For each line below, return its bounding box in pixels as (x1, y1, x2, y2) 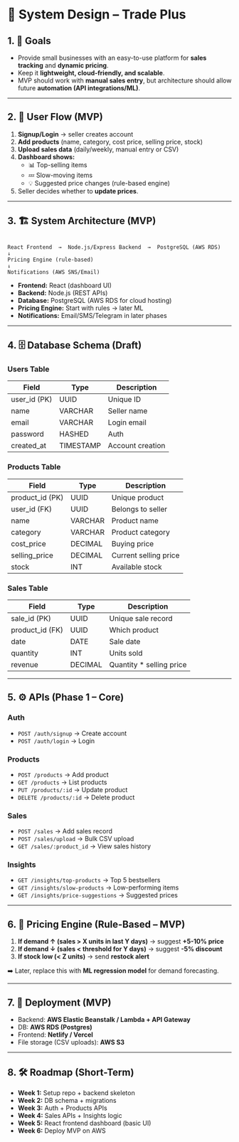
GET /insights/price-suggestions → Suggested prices (17, 891, 178, 900)
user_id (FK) (11, 504, 52, 514)
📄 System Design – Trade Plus (7, 6, 186, 23)
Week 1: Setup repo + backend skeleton (17, 1088, 135, 1097)
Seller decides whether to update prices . (17, 186, 139, 195)
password (11, 429, 44, 439)
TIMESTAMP (59, 441, 102, 451)
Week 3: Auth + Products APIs (17, 1104, 108, 1112)
